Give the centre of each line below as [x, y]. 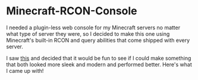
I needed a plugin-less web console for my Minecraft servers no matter [93, 27]
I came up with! [25, 70]
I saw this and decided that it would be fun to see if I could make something [99, 58]
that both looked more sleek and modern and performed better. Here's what [99, 64]
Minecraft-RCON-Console [72, 11]
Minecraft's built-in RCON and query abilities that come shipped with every [98, 40]
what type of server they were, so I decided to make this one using [88, 33]
